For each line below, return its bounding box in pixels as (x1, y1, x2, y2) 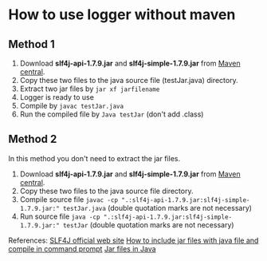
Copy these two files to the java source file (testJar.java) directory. (19, 76, 238, 85)
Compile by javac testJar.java (19, 101, 124, 110)
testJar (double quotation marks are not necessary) (62, 219, 234, 229)
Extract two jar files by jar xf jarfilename (19, 84, 160, 93)
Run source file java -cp (19, 212, 100, 221)
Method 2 (8, 132, 57, 146)
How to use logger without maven (8, 6, 236, 24)
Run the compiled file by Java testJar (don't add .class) (19, 109, 204, 119)
